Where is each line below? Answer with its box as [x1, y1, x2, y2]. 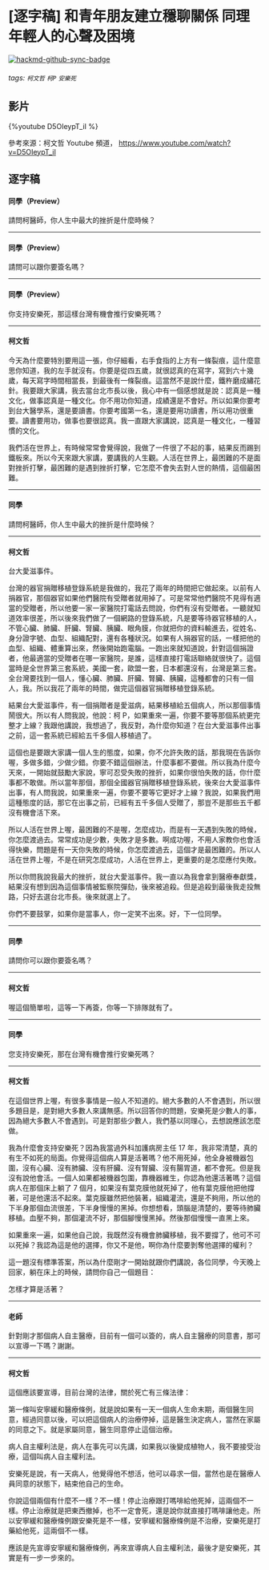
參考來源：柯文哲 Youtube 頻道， [8, 138, 118, 148]
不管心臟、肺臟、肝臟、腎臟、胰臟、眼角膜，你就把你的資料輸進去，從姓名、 [8, 623, 261, 633]
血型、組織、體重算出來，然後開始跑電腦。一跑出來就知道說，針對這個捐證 [8, 643, 254, 653]
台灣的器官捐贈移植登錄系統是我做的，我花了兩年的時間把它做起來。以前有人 [8, 583, 261, 593]
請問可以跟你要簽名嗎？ [8, 262, 86, 272]
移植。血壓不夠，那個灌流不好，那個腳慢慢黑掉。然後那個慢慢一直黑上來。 [8, 1212, 254, 1223]
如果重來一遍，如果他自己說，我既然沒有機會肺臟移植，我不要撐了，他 [8, 1230, 240, 1240]
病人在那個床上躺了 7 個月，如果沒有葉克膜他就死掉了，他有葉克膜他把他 [8, 1183, 248, 1192]
